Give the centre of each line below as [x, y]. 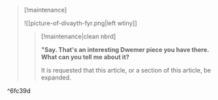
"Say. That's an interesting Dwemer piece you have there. [125, 50]
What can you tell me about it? [85, 57]
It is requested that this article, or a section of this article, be [126, 70]
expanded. [56, 77]
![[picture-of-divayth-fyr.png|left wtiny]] [80, 23]
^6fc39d [19, 91]
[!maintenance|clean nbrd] [78, 36]
